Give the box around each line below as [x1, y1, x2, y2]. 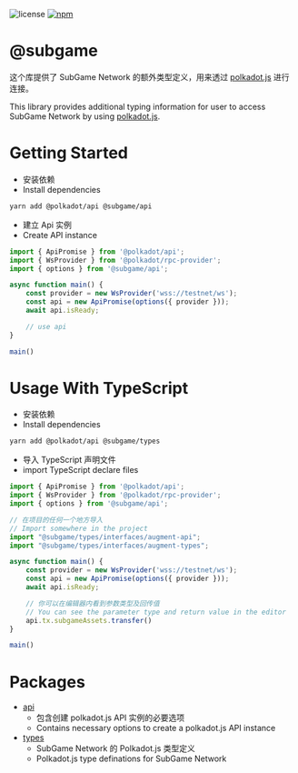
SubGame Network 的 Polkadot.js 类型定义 [35, 743, 195, 754]
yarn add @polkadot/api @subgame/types [9, 437, 161, 446]
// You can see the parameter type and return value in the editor [25, 607, 286, 617]
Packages [9, 671, 86, 692]
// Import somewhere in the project [9, 524, 148, 533]
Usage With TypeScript [9, 377, 189, 398]
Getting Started [9, 143, 129, 164]
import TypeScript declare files [22, 465, 139, 476]
